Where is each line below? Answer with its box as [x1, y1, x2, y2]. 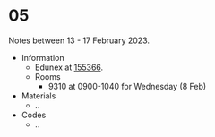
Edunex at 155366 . [34, 62, 104, 73]
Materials [21, 90, 56, 101]
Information [21, 52, 64, 63]
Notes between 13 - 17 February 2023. [8, 35, 150, 46]
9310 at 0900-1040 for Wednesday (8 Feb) [47, 81, 207, 91]
